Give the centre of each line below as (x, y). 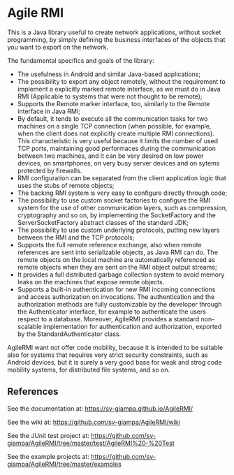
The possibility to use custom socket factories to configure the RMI (114, 200)
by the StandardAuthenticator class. (69, 334)
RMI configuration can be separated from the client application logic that (122, 178)
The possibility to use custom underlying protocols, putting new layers (118, 230)
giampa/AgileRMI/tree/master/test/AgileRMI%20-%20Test (91, 443)
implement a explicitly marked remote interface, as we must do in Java (119, 89)
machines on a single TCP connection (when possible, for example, (114, 126)
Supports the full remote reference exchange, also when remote (109, 244)
